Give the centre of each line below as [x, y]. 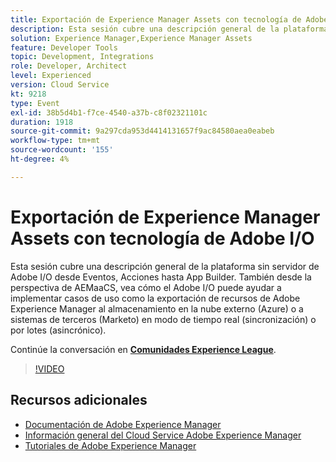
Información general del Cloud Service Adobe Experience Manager [163, 435]
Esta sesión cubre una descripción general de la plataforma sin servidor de [165, 266]
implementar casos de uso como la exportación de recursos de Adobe [155, 298]
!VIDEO [49, 368]
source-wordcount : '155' [62, 150]
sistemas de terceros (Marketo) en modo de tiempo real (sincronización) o [163, 319]
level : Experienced [51, 76]
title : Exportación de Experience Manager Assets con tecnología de [156, 19]
